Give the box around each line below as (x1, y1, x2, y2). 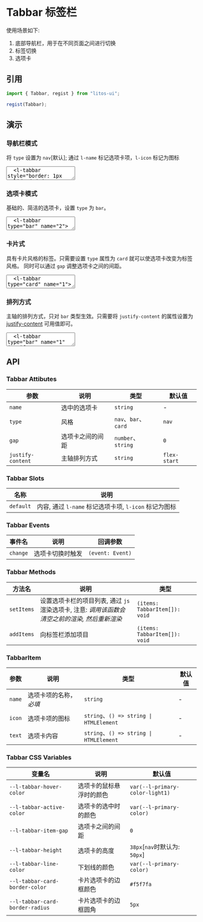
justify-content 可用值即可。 (6, 320, 77, 327)
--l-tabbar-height (9, 847, 62, 854)
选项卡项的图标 (27, 714, 71, 723)
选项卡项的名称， (27, 691, 77, 699)
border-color (9, 884, 47, 891)
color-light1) (129, 790, 170, 796)
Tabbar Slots (6, 474, 45, 482)
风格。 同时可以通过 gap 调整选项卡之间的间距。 (6, 262, 125, 269)
